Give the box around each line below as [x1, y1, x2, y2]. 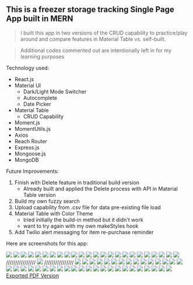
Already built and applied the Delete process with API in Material [23, 185, 178, 192]
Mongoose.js [14, 150, 46, 157]
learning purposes [20, 53, 65, 60]
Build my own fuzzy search [14, 197, 80, 204]
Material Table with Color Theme [14, 210, 93, 217]
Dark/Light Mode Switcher [23, 88, 87, 95]
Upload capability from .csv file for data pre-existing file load [14, 204, 162, 211]
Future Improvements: [6, 168, 59, 175]
